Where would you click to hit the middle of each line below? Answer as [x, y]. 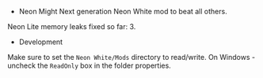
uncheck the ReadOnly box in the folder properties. [89, 65]
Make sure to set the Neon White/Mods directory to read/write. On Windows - [131, 57]
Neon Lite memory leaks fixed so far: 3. [72, 26]
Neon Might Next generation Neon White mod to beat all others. [123, 11]
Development [41, 42]
